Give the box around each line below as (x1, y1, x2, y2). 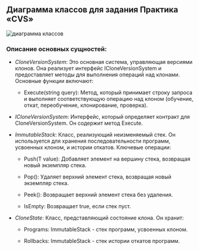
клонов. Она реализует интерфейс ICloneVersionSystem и (14, 65, 162, 72)
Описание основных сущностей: (6, 45, 107, 53)
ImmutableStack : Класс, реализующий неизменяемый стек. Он (14, 131, 176, 138)
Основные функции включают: (14, 78, 94, 85)
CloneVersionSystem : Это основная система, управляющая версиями (14, 58, 193, 66)
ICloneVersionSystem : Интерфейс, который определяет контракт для (14, 113, 190, 121)
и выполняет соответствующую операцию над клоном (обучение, (23, 95, 194, 103)
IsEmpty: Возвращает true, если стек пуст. (23, 203, 131, 210)
